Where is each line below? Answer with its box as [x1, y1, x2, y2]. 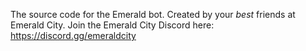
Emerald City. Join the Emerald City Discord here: [10, 19, 215, 31]
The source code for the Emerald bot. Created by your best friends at [10, 9, 296, 20]
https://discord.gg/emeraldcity [10, 30, 137, 41]
